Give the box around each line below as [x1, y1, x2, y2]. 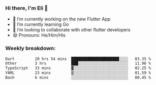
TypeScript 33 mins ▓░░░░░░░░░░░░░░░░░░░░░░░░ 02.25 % [5, 66, 151, 71]
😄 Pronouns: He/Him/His [12, 32, 66, 38]
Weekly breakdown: [5, 45, 56, 52]
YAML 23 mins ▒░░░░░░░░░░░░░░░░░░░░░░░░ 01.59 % [5, 70, 151, 75]
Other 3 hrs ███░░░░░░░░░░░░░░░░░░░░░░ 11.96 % [5, 61, 151, 66]
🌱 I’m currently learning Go [12, 21, 69, 27]
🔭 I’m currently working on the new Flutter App [12, 16, 111, 22]
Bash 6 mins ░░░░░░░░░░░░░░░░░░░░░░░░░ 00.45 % [5, 75, 151, 80]
